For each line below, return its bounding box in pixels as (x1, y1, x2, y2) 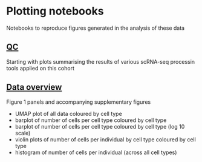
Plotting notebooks (6, 4, 104, 18)
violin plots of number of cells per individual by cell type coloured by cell (15, 135, 197, 143)
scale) (15, 129, 31, 137)
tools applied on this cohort (6, 64, 74, 72)
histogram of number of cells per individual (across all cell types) (15, 149, 177, 156)
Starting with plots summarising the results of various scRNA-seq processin (6, 58, 195, 65)
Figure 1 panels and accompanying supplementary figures (6, 98, 151, 106)
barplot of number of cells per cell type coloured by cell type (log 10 (15, 123, 185, 130)
